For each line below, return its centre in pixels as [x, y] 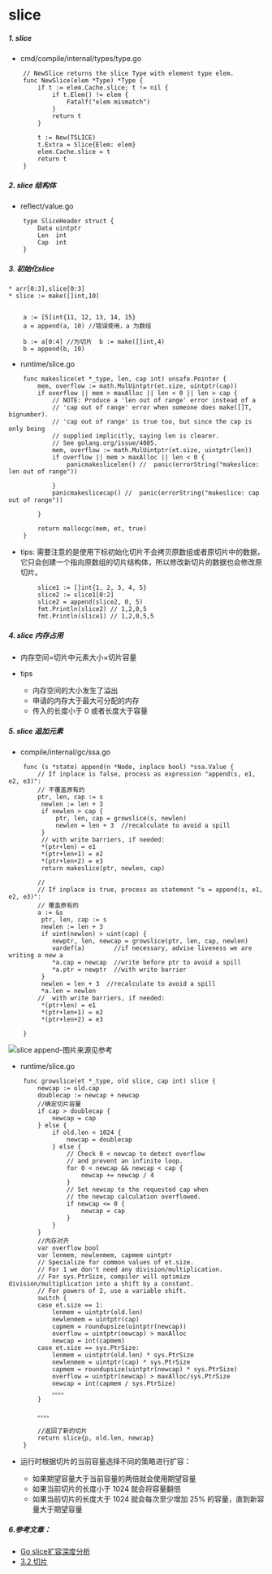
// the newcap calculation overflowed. [134, 1197]
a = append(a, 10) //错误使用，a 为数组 [87, 326]
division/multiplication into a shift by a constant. [101, 1284]
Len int [52, 235]
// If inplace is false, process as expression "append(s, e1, [147, 774]
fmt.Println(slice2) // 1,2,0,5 [93, 609]
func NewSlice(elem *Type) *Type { [83, 81]
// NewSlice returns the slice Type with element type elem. [128, 74]
